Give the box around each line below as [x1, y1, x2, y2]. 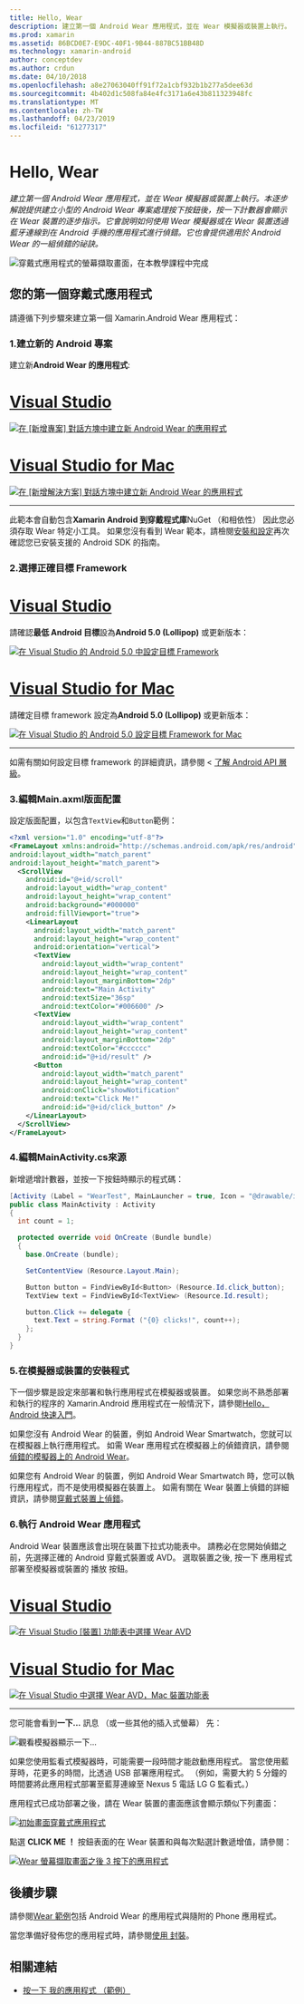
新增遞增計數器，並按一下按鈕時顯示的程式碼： [9, 1173, 184, 1184]
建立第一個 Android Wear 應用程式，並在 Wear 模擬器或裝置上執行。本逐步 [9, 192, 288, 204]
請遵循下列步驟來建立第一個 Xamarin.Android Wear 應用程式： [9, 312, 242, 323]
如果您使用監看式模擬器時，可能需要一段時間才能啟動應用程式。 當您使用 [9, 1756, 281, 1767]
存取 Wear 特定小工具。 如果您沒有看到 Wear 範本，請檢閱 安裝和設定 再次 [16, 525, 290, 536]
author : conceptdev [9, 55, 83, 64]
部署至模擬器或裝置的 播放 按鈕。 [9, 1563, 133, 1573]
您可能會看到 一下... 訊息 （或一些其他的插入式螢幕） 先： [9, 1718, 223, 1728]
